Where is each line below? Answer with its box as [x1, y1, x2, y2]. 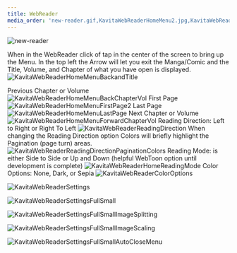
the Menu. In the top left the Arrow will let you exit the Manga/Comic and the [7, 57, 229, 66]
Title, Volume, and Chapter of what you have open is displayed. [7, 65, 192, 73]
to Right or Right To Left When [7, 124, 206, 132]
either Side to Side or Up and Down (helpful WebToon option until [7, 153, 197, 163]
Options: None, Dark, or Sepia [7, 169, 95, 177]
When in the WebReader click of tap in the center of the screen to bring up [7, 50, 224, 59]
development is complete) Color [7, 161, 219, 170]
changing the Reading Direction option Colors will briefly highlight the [7, 131, 209, 140]
